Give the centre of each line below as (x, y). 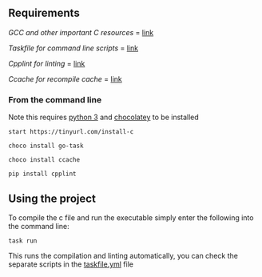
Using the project (52, 198)
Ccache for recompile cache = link (65, 78)
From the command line (55, 99)
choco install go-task (46, 146)
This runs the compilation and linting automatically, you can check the (123, 255)
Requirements (44, 13)
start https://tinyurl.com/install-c (71, 132)
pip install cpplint (43, 174)
